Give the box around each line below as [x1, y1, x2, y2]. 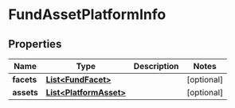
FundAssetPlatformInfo [8, 6, 166, 24]
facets [12, 74, 37, 85]
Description [133, 61, 179, 71]
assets [12, 87, 38, 98]
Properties [8, 37, 62, 51]
